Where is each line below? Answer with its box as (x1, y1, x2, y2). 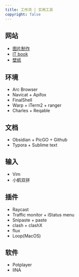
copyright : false (5, 12, 41, 17)
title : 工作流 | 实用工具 (5, 7, 53, 12)
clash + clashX (12, 222, 43, 228)
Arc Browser (12, 86, 38, 92)
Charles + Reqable (12, 108, 50, 114)
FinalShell (12, 97, 33, 103)
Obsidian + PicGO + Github (12, 137, 68, 142)
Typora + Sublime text (12, 142, 58, 148)
